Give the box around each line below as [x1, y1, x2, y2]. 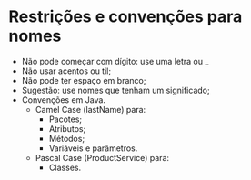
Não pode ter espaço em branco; [21, 75, 146, 85]
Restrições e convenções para [8, 6, 243, 27]
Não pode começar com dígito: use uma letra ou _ [21, 55, 209, 66]
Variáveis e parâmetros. [48, 143, 138, 154]
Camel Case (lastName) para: [35, 104, 146, 115]
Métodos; [48, 133, 85, 144]
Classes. [48, 162, 82, 173]
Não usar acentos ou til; [21, 65, 111, 76]
